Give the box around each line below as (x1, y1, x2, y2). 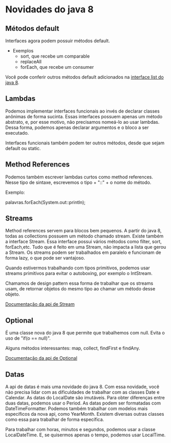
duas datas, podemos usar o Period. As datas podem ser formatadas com (5, 400, 161, 407)
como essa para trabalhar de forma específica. (5, 416, 104, 422)
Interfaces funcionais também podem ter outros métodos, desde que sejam (5, 140, 165, 146)
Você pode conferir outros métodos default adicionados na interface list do (5, 74, 164, 80)
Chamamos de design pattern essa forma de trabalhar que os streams (5, 280, 154, 286)
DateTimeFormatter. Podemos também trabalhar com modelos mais (5, 405, 148, 412)
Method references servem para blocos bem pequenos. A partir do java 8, (5, 228, 162, 234)
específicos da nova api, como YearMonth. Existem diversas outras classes (5, 411, 164, 417)
